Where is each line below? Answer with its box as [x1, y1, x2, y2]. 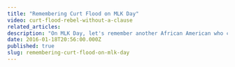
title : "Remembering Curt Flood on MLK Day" [7, 10, 139, 17]
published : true [7, 43, 55, 50]
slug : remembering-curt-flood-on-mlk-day [7, 50, 130, 57]
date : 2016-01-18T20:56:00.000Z [7, 36, 101, 43]
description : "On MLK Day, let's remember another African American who [7, 29, 224, 37]
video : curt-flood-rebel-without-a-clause [7, 17, 133, 24]
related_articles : [7, 23, 61, 30]
